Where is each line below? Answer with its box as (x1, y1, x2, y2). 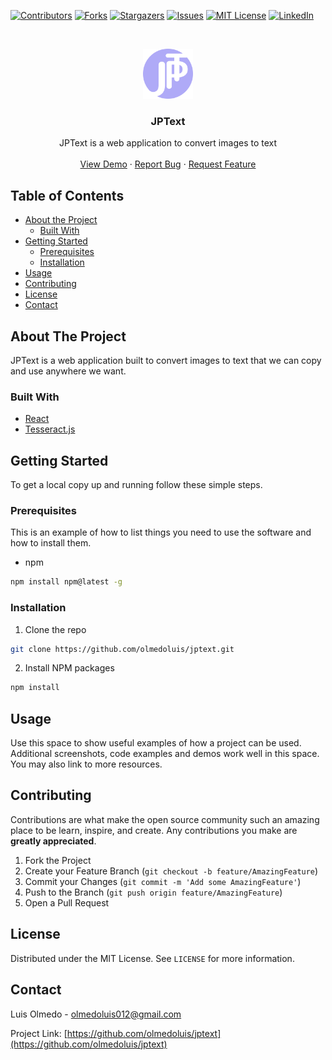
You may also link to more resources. (10, 758, 163, 770)
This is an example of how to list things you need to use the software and (10, 526, 312, 539)
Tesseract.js (24, 423, 76, 435)
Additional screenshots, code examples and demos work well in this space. (10, 748, 320, 760)
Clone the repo (24, 623, 87, 635)
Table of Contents (10, 187, 125, 204)
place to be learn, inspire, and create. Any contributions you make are (10, 824, 298, 836)
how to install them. (10, 537, 92, 549)
